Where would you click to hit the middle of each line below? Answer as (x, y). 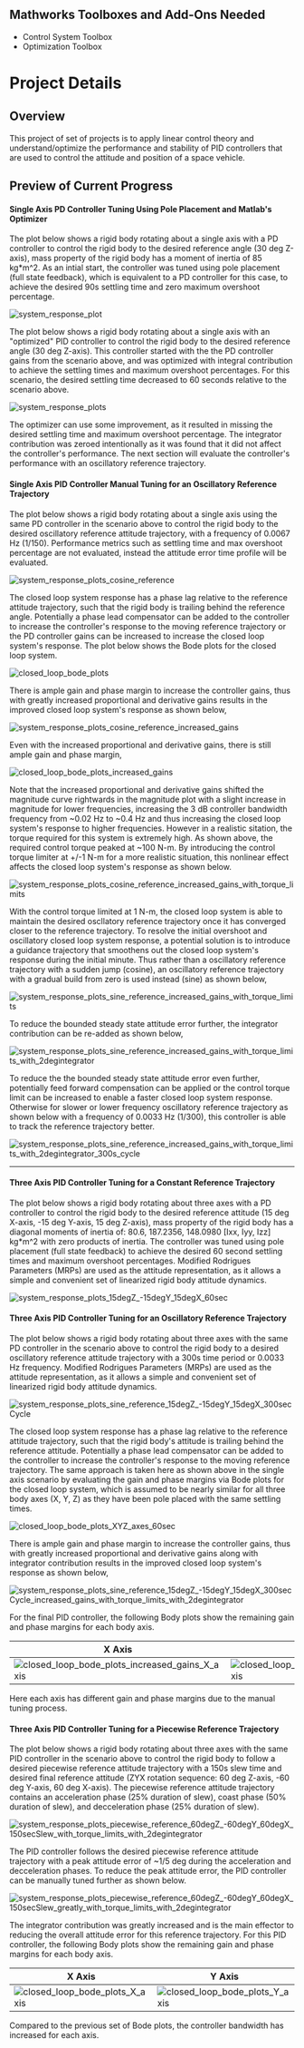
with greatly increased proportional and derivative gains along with (134, 1554)
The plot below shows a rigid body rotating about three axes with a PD (140, 1203)
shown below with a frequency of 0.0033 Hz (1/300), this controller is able (148, 1117)
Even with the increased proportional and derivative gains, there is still (140, 745)
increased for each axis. (54, 2035)
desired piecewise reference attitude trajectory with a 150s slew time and (146, 1769)
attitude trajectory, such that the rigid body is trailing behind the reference (147, 607)
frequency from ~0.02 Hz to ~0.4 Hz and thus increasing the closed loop (145, 818)
